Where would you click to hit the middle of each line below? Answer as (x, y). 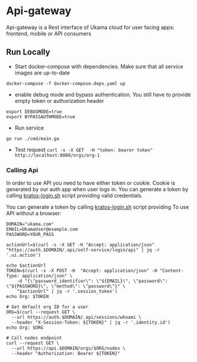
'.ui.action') (24, 256)
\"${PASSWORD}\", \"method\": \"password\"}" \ (66, 286)
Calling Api (22, 170)
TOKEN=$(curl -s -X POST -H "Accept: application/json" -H (82, 271)
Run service (29, 128)
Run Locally (28, 52)
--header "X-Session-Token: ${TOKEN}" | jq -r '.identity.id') (91, 323)
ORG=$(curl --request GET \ (41, 312)
